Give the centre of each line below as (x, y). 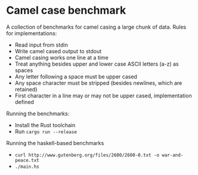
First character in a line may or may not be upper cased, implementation (103, 96)
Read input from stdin (41, 45)
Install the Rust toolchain (45, 125)
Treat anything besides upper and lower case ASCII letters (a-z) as (97, 64)
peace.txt (27, 160)
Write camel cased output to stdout (58, 51)
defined (24, 102)
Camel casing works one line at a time (61, 57)
